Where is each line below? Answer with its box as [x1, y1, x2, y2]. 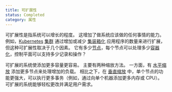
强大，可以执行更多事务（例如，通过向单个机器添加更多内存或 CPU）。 [14, 75, 163, 81]
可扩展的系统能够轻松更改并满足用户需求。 [5, 81, 95, 87]
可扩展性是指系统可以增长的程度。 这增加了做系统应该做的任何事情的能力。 [5, 32, 164, 38]
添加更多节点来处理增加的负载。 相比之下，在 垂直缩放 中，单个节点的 [11, 68, 159, 75]
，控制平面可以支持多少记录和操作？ [10, 51, 86, 57]
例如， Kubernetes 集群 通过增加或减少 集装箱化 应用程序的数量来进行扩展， [5, 38, 165, 44]
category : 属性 [5, 17, 36, 22]
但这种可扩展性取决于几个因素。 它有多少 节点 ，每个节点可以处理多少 [5, 45, 150, 51]
